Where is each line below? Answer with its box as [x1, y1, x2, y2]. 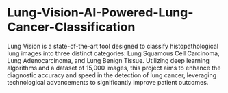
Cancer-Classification [7, 19, 136, 35]
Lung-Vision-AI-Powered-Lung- [7, 5, 194, 21]
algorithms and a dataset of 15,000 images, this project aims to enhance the [7, 64, 221, 72]
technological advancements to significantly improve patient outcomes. [7, 78, 209, 86]
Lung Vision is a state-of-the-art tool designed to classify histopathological [7, 42, 219, 50]
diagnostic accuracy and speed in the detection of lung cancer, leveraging [7, 70, 217, 79]
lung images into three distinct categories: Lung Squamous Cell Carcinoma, [7, 49, 220, 57]
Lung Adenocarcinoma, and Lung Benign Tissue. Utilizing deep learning [7, 56, 210, 64]
